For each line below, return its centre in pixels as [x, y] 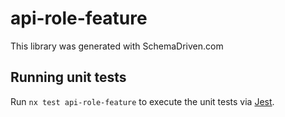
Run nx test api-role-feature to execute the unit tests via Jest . [142, 101]
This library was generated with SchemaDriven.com [117, 46]
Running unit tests [68, 77]
